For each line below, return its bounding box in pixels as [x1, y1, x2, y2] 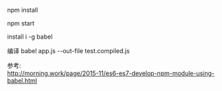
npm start [7, 19, 35, 27]
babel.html [7, 77, 38, 85]
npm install [7, 6, 38, 14]
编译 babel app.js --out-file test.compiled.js [7, 47, 130, 54]
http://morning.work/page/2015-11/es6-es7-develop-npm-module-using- [7, 69, 215, 77]
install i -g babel [7, 32, 53, 41]
